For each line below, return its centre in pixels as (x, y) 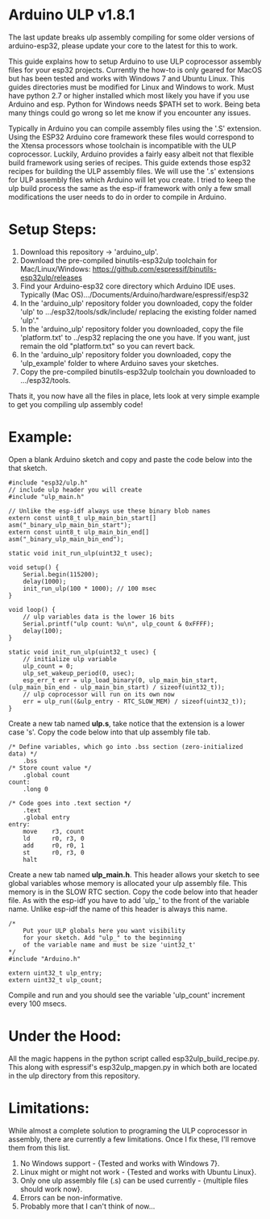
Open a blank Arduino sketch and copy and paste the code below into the (130, 459)
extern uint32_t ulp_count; (56, 980)
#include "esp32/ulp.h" (48, 483)
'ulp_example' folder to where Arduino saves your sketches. (119, 363)
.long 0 (35, 789)
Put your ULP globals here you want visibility (104, 930)
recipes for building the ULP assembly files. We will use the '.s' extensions (131, 171)
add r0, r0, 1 (54, 845)
